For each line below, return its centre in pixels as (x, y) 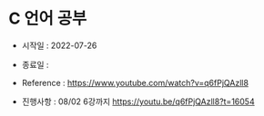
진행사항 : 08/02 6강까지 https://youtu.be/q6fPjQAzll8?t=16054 (138, 101)
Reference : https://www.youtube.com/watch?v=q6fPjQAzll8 (135, 82)
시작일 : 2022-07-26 (59, 45)
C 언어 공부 (48, 19)
